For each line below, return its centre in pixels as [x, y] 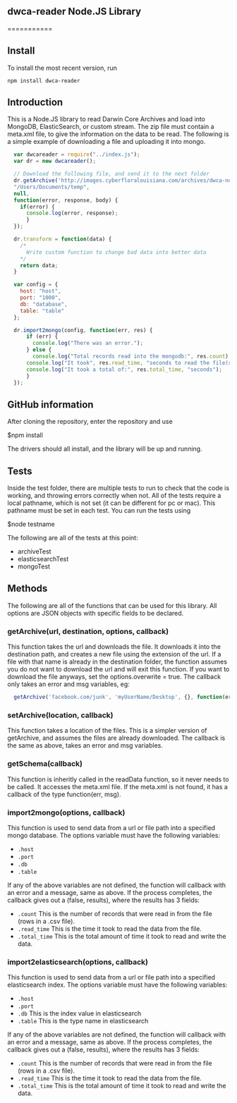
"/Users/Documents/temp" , [52, 187]
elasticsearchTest [43, 559]
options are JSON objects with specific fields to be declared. [96, 613]
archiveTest [34, 551]
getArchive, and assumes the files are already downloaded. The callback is [116, 738]
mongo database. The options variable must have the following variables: [114, 835]
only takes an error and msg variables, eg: [69, 684]
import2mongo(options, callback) [66, 812]
